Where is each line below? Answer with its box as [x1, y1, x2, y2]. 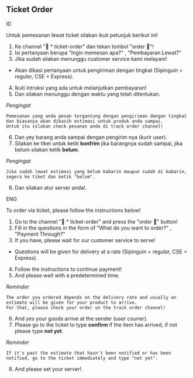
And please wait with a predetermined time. [14, 272, 120, 279]
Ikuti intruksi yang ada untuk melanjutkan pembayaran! [14, 84, 147, 91]
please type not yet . [14, 327, 64, 334]
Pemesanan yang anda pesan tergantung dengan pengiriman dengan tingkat [6, 113, 187, 119]
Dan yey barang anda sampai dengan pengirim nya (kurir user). [14, 133, 168, 140]
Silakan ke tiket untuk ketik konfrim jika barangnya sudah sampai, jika [14, 140, 183, 147]
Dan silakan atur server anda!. [14, 184, 87, 191]
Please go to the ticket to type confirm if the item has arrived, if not [14, 321, 177, 328]
